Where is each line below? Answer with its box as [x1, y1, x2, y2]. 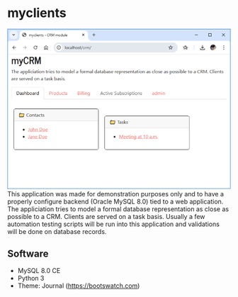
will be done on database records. [7, 227, 107, 235]
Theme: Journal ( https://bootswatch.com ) [17, 281, 140, 290]
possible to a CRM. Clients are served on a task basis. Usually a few [7, 212, 205, 220]
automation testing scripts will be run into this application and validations [7, 220, 220, 228]
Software [7, 247, 49, 259]
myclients [7, 5, 67, 21]
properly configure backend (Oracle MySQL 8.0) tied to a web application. [7, 197, 224, 206]
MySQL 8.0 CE [17, 267, 61, 275]
